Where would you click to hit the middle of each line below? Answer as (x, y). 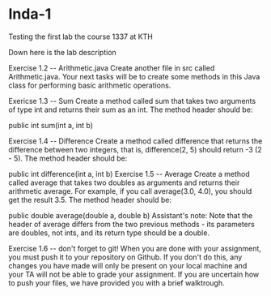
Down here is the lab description (63, 52)
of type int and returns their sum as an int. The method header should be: (131, 109)
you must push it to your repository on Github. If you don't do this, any (125, 257)
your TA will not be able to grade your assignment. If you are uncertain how (134, 274)
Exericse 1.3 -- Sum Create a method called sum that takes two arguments (132, 101)
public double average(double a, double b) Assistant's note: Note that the (131, 215)
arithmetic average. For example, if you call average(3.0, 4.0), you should (130, 191)
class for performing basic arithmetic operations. (90, 85)
